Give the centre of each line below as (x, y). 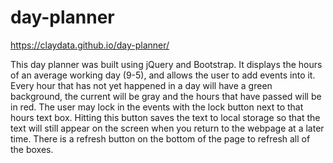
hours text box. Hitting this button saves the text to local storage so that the (165, 117)
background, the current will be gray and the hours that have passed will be (166, 96)
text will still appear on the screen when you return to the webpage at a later (167, 128)
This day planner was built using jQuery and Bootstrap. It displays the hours (166, 64)
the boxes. (32, 149)
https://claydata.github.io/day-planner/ (90, 45)
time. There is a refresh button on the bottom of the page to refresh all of (160, 138)
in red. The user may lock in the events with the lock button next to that (157, 107)
